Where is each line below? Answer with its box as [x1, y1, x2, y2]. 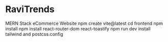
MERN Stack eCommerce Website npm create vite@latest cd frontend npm [5, 20, 163, 26]
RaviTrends [5, 4, 55, 15]
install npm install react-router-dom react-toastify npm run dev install [5, 25, 151, 31]
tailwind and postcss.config [5, 31, 63, 37]
